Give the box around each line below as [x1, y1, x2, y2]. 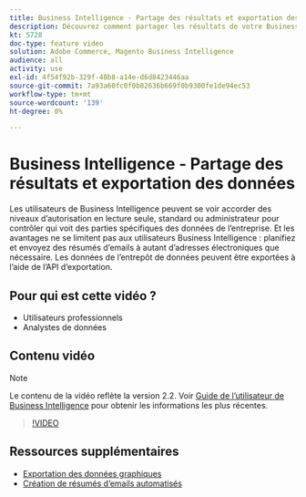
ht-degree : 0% [9, 107, 64, 116]
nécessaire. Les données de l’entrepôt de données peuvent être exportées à [9, 252, 296, 263]
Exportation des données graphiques [22, 468, 162, 479]
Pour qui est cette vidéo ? [9, 288, 157, 304]
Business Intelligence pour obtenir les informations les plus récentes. [9, 399, 269, 410]
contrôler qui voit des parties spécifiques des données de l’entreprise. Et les [9, 223, 295, 233]
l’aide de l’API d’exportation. [9, 262, 113, 273]
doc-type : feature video [9, 38, 104, 48]
